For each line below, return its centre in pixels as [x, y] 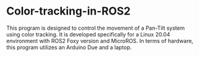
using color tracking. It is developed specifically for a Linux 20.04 [88, 34]
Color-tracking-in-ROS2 [68, 11]
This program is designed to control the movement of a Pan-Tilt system [96, 28]
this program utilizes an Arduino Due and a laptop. [69, 47]
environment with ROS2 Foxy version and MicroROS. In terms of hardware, [100, 41]
